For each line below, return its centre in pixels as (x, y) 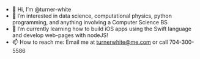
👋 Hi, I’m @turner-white (42, 9)
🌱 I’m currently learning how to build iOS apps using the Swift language (102, 29)
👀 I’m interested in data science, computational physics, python (92, 16)
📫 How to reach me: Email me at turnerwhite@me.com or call (90, 42)
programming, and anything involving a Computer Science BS (90, 22)
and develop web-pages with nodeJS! (60, 35)
